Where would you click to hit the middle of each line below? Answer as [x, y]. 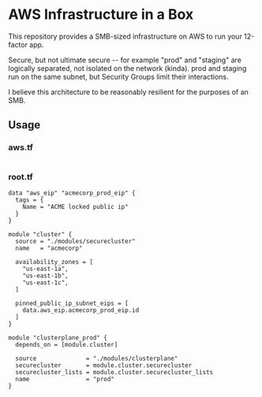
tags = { [30, 200]
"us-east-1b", [45, 276]
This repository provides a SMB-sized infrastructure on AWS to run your [125, 36]
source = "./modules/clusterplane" [97, 358]
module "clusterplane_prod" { [58, 338]
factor [18, 44]
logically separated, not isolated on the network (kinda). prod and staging [127, 68]
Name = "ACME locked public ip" [75, 206]
